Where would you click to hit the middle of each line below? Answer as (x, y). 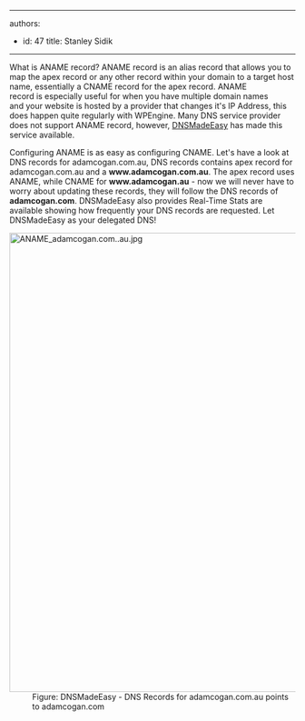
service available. (42, 135)
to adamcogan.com (69, 706)
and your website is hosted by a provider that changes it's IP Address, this (148, 106)
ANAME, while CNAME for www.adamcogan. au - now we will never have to (152, 181)
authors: (25, 23)
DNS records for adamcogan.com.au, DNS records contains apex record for (151, 162)
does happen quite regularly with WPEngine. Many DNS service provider (145, 115)
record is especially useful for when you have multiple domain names (139, 96)
